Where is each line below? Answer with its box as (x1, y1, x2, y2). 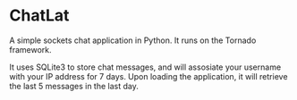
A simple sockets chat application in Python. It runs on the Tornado (9, 35, 257, 46)
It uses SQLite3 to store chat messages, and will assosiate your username (9, 62, 282, 72)
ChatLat (9, 5, 70, 26)
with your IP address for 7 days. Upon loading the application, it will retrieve (9, 71, 288, 81)
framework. (9, 44, 52, 54)
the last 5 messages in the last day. (9, 80, 139, 91)
